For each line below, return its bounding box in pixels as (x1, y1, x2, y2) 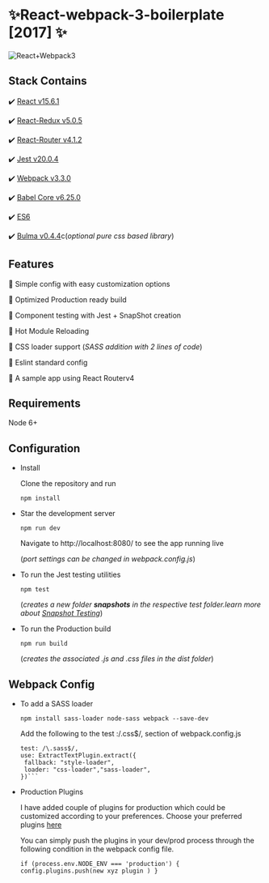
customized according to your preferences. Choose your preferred (19, 812, 242, 821)
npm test (19, 586, 50, 594)
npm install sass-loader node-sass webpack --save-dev (19, 715, 209, 723)
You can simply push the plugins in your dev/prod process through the (19, 836, 254, 845)
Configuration (8, 441, 81, 455)
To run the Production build (19, 624, 111, 633)
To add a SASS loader (19, 699, 94, 708)
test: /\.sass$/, (19, 744, 79, 753)
